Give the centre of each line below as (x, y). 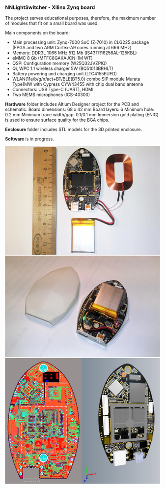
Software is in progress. (29, 139)
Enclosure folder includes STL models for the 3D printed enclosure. (74, 130)
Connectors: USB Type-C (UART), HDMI (53, 90)
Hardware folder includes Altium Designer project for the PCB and (72, 104)
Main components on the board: (38, 33)
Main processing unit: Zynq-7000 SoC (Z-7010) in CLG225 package (81, 42)
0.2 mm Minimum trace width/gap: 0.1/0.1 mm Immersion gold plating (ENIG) (82, 115)
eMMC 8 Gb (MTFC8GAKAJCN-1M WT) (53, 58)
